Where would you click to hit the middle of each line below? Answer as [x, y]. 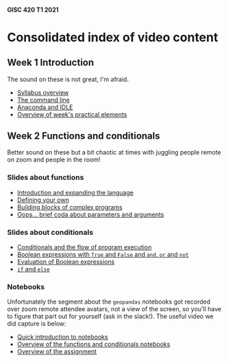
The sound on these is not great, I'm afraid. [68, 79]
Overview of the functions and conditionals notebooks [93, 344]
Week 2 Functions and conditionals [84, 136]
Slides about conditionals [50, 232]
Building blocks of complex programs [70, 207]
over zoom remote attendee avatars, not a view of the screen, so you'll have [114, 309]
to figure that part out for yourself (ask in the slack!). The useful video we [111, 317]
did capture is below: [37, 324]
